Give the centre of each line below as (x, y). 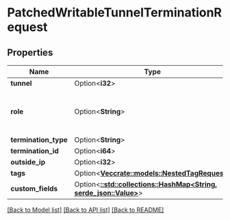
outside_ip (28, 162)
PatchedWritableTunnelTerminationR (115, 13)
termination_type (39, 140)
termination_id (35, 151)
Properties (30, 52)
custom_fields (34, 188)
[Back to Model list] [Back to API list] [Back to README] (86, 210)
